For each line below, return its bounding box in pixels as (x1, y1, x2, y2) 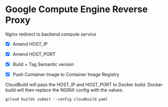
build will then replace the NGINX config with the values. (5, 87, 124, 93)
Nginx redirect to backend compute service (5, 31, 97, 37)
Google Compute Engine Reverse (5, 4, 148, 15)
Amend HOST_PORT (12, 51, 56, 57)
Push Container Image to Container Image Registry (12, 72, 120, 78)
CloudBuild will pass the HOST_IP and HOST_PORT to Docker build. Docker (5, 82, 163, 88)
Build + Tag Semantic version (12, 61, 75, 67)
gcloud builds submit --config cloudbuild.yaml (5, 97, 108, 102)
